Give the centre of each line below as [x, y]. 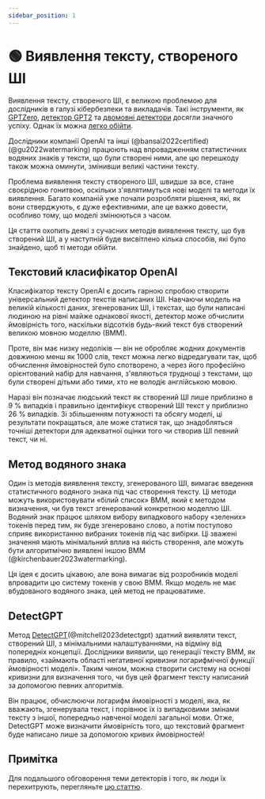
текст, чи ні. [28, 439]
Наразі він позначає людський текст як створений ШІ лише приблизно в [131, 397]
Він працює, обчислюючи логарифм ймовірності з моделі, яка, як [119, 701]
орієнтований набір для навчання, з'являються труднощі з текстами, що [131, 373]
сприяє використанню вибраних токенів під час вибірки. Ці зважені [123, 534]
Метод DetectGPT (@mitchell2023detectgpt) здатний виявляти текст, [123, 635]
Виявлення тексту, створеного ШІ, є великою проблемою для [113, 100]
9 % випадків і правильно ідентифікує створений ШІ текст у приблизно [128, 406]
